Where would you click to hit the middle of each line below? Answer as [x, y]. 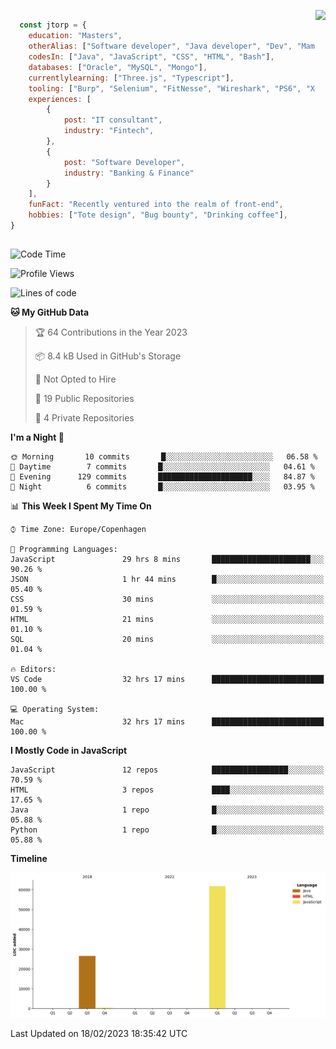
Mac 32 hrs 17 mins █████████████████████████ [167, 722]
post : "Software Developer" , [124, 162]
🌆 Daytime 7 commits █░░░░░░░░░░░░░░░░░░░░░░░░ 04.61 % [162, 467]
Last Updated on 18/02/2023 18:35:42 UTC [99, 1033]
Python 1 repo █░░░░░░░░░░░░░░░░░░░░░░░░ [167, 830]
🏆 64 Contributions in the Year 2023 [111, 332]
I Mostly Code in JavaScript [69, 751]
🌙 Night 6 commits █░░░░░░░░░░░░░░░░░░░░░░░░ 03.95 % [162, 487]
